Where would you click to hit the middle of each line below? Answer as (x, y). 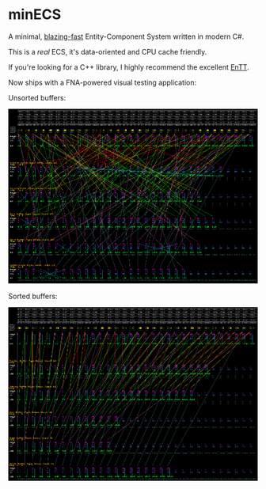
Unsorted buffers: (37, 97)
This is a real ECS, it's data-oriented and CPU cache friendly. (108, 51)
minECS (35, 15)
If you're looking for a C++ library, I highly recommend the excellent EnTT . (129, 67)
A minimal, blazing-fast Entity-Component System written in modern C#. (126, 36)
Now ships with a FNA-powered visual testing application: (103, 82)
